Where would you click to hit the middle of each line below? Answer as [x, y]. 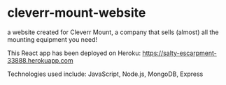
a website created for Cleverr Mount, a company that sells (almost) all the [113, 32]
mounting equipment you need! [52, 39]
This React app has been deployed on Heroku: [74, 53]
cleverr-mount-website [77, 13]
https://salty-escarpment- [179, 53]
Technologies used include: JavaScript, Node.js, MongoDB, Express [105, 74]
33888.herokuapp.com [40, 60]
